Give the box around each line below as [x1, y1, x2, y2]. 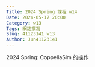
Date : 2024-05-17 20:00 [6, 14, 66, 20]
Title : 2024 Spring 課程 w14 [6, 8, 78, 15]
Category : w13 [6, 20, 42, 26]
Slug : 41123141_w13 [6, 31, 55, 37]
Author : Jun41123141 [6, 36, 58, 42]
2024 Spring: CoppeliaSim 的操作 [6, 54, 89, 60]
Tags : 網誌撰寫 [6, 25, 41, 32]
